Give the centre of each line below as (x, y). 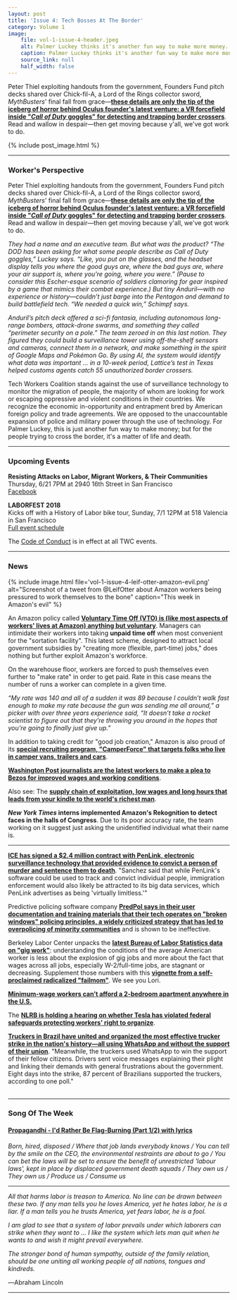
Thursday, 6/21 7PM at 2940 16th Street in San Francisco (90, 484)
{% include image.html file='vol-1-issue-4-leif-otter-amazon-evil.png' (109, 582)
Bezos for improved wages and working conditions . (84, 778)
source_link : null (47, 60)
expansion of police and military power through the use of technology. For (115, 421)
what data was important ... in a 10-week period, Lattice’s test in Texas (111, 362)
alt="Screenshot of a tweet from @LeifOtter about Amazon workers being (115, 589)
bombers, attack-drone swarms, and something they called (113, 325)
